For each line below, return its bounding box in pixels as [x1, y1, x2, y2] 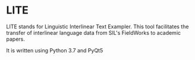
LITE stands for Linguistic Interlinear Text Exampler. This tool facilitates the [6, 23, 189, 30]
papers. [6, 35, 25, 42]
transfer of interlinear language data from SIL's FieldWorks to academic [6, 29, 181, 36]
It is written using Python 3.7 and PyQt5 [6, 46, 103, 54]
